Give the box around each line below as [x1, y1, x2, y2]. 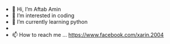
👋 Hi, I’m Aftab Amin [11, 6, 61, 12]
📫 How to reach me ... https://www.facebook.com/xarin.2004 [11, 32, 164, 38]
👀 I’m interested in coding [11, 12, 75, 19]
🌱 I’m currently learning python [11, 18, 88, 25]
